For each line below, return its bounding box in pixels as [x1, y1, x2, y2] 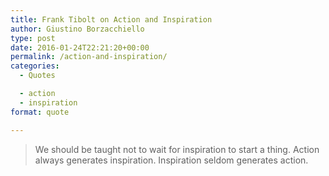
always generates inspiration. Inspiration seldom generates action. [34, 154, 309, 166]
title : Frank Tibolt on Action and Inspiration [10, 14, 213, 25]
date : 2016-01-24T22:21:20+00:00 [10, 42, 150, 53]
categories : [10, 61, 60, 71]
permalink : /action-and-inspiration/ [10, 52, 168, 62]
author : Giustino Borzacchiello [10, 24, 145, 34]
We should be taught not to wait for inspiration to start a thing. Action [34, 143, 320, 155]
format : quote [10, 107, 70, 117]
